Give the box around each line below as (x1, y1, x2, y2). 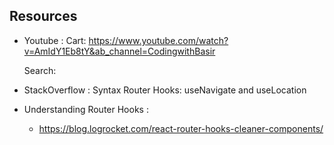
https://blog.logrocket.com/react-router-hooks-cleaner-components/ (38, 122, 324, 134)
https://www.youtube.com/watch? (88, 34, 229, 46)
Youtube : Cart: (23, 34, 87, 46)
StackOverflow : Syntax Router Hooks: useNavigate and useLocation (23, 84, 307, 96)
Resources (9, 8, 78, 25)
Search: (23, 64, 57, 76)
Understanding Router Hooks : (23, 103, 149, 115)
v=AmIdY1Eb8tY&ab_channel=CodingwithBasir (23, 45, 216, 57)
